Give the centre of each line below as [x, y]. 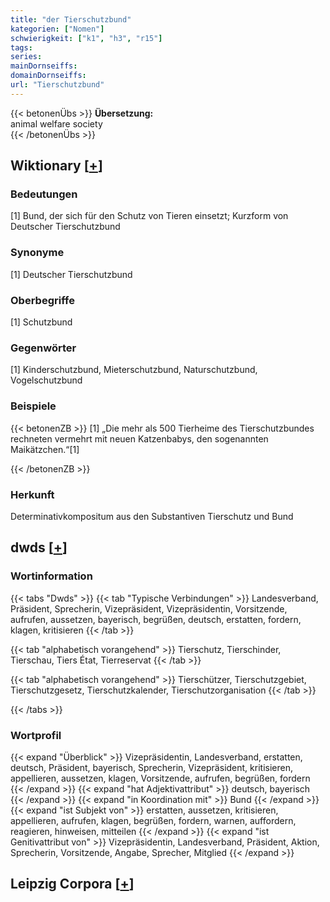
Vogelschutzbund [46, 380]
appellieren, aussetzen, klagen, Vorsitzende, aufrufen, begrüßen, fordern [160, 778]
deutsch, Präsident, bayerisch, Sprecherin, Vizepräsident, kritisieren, [151, 767]
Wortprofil [36, 735]
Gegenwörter [43, 348]
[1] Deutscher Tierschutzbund [71, 274]
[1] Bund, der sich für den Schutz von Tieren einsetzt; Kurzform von [149, 216]
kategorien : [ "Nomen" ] [57, 29]
